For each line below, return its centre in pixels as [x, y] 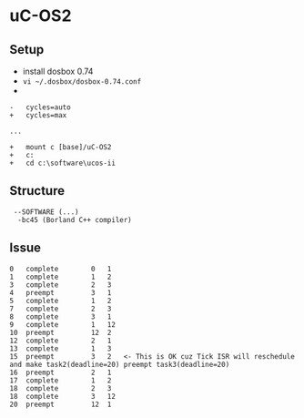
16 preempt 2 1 [61, 372]
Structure [37, 191]
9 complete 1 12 [63, 324]
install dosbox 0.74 [58, 71]
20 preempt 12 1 [61, 404]
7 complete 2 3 [61, 309]
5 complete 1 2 [61, 301]
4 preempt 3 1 [61, 292]
